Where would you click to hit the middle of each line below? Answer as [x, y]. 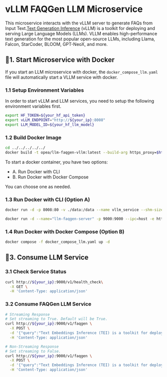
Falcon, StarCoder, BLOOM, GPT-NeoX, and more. [56, 44]
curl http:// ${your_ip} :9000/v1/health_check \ [54, 282]
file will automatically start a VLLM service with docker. [62, 77]
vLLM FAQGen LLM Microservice [74, 9]
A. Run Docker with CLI [36, 172]
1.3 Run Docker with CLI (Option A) [48, 199]
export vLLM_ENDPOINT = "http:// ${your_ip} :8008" [55, 120]
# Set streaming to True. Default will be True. [56, 319]
